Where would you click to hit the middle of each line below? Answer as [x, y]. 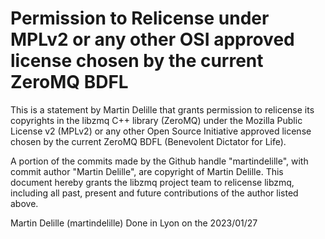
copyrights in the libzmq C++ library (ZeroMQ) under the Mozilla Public [156, 120]
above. [24, 203]
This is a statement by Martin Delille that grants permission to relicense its [162, 109]
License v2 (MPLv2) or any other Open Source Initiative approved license [161, 131]
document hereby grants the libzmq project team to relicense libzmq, [152, 182]
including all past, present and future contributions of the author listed [154, 193]
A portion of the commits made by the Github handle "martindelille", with [159, 161]
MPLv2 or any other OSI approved [152, 39]
